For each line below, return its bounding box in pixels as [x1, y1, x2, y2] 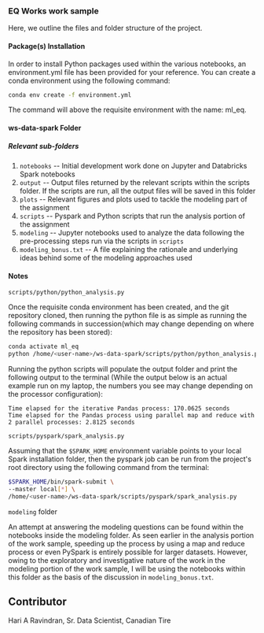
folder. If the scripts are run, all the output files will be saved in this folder [19, 186, 256, 195]
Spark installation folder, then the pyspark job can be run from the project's [8, 454, 251, 464]
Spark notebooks [19, 169, 76, 179]
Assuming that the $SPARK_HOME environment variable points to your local [8, 446, 242, 455]
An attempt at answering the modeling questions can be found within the [8, 522, 244, 531]
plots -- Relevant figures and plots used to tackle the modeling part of [19, 194, 247, 204]
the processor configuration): [8, 389, 104, 398]
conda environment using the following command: [8, 76, 170, 85]
